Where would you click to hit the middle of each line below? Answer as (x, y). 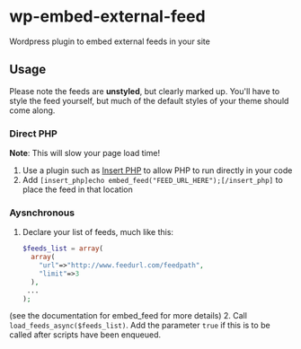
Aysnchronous (42, 213)
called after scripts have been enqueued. (85, 335)
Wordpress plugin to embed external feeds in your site (110, 41)
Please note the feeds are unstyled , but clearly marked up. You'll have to (145, 91)
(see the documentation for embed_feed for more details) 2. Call (128, 316)
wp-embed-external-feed (107, 17)
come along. (32, 110)
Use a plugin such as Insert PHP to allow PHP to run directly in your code (157, 170)
